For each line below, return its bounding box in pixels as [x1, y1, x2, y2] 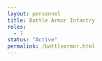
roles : [7, 23, 27, 30]
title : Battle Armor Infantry [7, 17, 96, 24]
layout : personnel [7, 10, 61, 18]
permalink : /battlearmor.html [7, 43, 96, 50]
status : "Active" [7, 36, 58, 43]
